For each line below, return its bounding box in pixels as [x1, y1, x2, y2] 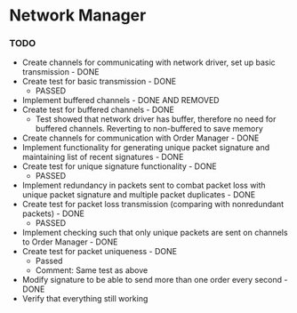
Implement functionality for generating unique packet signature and [21, 142, 269, 153]
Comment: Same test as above [35, 265, 148, 276]
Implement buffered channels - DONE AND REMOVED [21, 95, 220, 106]
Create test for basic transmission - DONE [21, 76, 176, 87]
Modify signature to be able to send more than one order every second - [21, 275, 288, 285]
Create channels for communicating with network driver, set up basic [21, 57, 276, 68]
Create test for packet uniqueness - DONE [21, 246, 178, 257]
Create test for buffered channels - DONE [21, 104, 175, 116]
